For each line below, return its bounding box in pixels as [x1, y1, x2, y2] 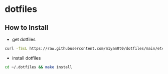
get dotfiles [12, 36, 36, 42]
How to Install [5, 23, 49, 32]
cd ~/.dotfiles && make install [5, 65, 72, 70]
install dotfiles [12, 55, 41, 61]
